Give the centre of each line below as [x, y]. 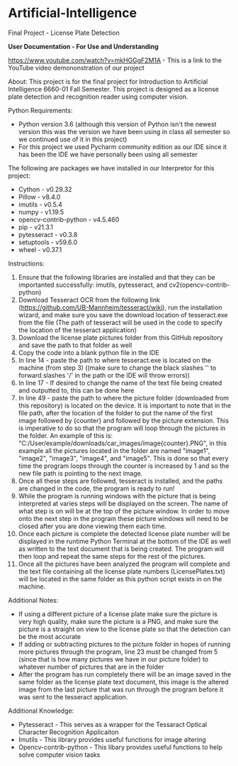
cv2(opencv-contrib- [199, 285]
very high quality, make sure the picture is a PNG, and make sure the [118, 621]
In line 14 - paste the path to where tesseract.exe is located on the [115, 360]
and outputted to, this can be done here [76, 390]
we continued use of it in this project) [73, 139]
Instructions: [26, 263]
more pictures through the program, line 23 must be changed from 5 [118, 652]
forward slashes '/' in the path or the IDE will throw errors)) [104, 375]
